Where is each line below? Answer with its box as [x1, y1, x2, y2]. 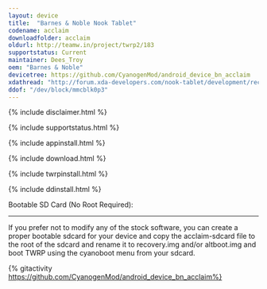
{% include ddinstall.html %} [8, 185, 102, 194]
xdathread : [8, 78, 44, 86]
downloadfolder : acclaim [8, 33, 91, 42]
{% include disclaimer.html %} [8, 107, 107, 117]
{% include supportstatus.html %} [8, 123, 120, 132]
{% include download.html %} [8, 154, 106, 163]
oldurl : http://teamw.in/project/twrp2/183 [8, 41, 155, 49]
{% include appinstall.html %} [8, 139, 106, 148]
